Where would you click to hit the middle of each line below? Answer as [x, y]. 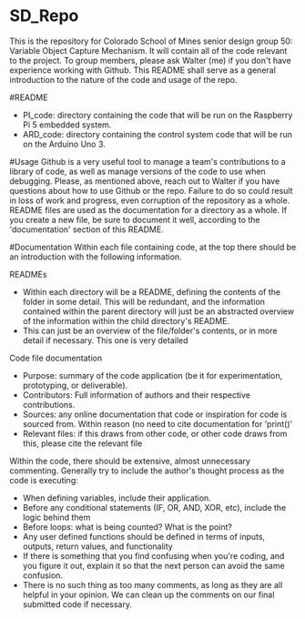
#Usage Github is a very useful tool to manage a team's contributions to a [147, 161]
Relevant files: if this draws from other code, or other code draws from [155, 433]
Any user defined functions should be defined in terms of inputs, [144, 536]
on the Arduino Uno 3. [64, 144]
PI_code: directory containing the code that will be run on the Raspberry [158, 115]
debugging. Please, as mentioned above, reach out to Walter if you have [145, 181]
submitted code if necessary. [77, 604]
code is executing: [44, 480]
